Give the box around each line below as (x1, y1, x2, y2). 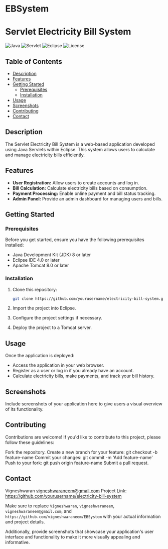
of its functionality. (5, 406, 44, 412)
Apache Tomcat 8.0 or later (12, 262, 69, 269)
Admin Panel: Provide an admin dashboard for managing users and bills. (12, 195, 163, 201)
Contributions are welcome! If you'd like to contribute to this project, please (5, 434, 161, 440)
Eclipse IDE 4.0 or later (12, 257, 60, 263)
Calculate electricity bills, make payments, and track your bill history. (12, 373, 154, 379)
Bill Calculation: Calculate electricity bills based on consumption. (12, 185, 148, 191)
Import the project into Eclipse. (12, 305, 76, 311)
